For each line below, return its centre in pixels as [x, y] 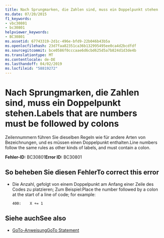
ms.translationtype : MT [29, 55]
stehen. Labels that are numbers [71, 113]
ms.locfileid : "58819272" [31, 69]
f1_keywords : [18, 19]
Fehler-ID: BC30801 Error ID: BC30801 [43, 157]
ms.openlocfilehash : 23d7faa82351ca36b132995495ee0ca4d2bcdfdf [71, 46]
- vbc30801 [16, 23]
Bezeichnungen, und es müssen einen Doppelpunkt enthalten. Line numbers [81, 142]
